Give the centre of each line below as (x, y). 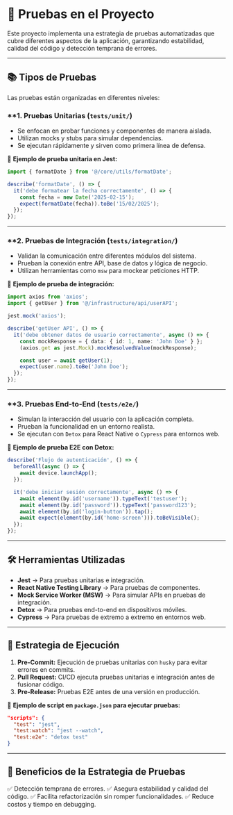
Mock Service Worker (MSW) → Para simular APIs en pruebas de (111, 595)
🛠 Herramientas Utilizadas (66, 560)
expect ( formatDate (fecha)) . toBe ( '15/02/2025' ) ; (89, 204)
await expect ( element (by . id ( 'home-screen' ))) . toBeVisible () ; (110, 518)
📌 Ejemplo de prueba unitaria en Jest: (62, 159)
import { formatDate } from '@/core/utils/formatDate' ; (89, 172)
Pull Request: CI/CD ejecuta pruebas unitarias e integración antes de (116, 677)
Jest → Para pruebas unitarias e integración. (81, 580)
